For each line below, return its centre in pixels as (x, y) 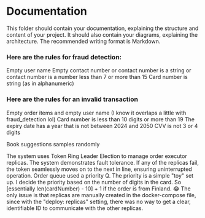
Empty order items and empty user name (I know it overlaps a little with (96, 113)
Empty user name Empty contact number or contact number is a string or (99, 70)
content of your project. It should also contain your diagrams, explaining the (102, 34)
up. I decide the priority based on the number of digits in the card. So (94, 182)
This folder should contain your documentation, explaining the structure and (102, 28)
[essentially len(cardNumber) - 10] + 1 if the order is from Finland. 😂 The (99, 189)
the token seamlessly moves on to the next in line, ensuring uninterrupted (99, 169)
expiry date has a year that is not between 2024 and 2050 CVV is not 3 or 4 (102, 126)
